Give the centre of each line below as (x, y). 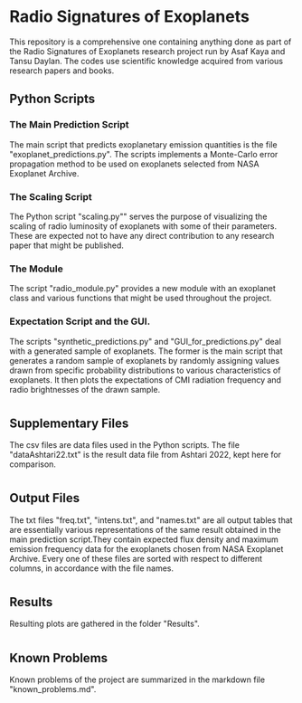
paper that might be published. (67, 245)
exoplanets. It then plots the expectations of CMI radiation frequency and (146, 380)
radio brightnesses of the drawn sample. (85, 389)
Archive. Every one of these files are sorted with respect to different (136, 558)
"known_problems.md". (53, 689)
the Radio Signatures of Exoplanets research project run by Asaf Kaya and (147, 51)
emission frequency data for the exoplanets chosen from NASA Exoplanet (146, 548)
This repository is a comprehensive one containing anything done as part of (151, 42)
